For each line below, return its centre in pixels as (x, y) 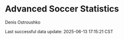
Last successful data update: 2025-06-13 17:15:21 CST (59, 31)
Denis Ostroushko (23, 22)
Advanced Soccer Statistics (62, 9)
